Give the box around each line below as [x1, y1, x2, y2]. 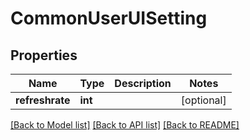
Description [114, 77, 172, 90]
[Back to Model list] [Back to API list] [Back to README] [10, 119, 240, 131]
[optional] [180, 93, 227, 107]
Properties [10, 47, 78, 64]
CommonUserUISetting [10, 7, 208, 30]
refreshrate [15, 93, 71, 107]
